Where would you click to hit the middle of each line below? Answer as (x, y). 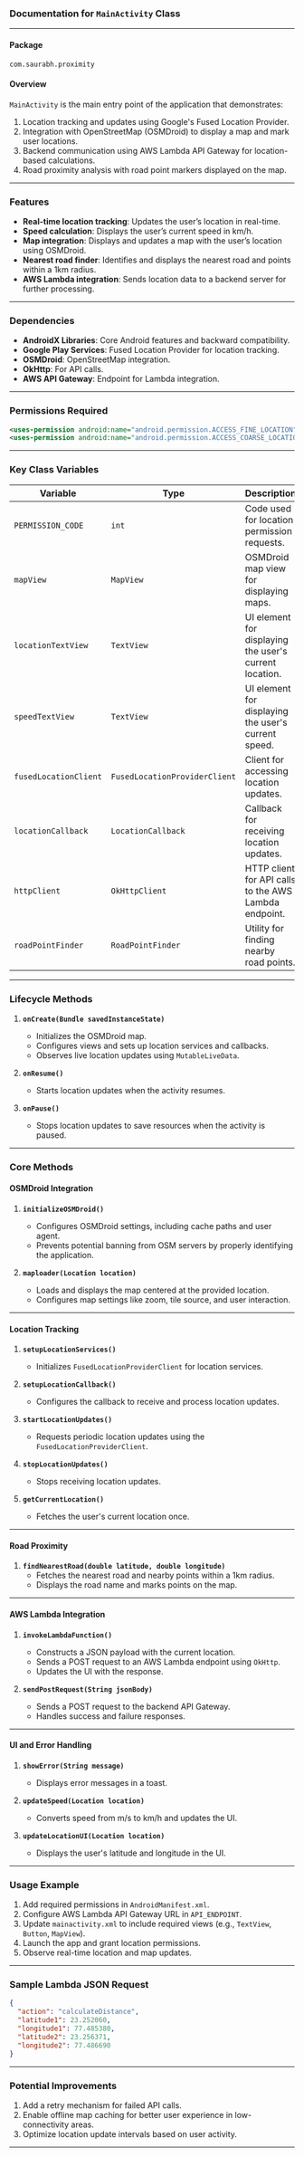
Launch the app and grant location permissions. (111, 1943)
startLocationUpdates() (67, 1420)
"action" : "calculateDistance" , (79, 2012)
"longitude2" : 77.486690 (64, 2045)
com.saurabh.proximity (52, 64)
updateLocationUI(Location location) (94, 1836)
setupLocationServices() (69, 1350)
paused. (51, 1135)
